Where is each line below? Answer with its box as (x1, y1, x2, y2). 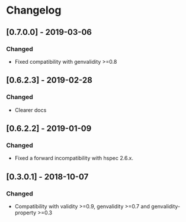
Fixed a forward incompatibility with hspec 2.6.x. (14, 155, 134, 162)
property (14, 209, 37, 216)
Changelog (6, 4, 62, 17)
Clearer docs (14, 106, 47, 113)
